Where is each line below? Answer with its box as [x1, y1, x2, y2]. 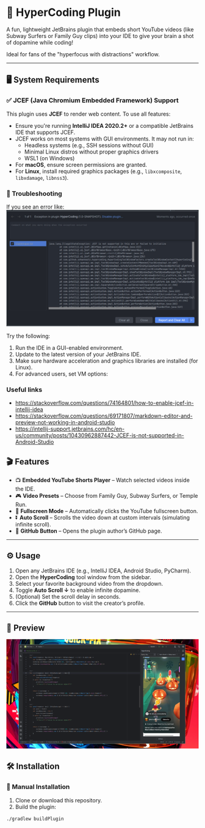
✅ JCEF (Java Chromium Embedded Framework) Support [6, 96, 179, 105]
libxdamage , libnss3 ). [15, 174, 69, 181]
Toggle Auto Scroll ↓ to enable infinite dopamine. [15, 586, 140, 594]
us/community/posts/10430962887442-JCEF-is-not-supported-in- [15, 431, 184, 439]
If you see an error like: [6, 203, 65, 210]
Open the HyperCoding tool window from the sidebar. [15, 573, 151, 580]
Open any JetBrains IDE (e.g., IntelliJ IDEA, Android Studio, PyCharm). [15, 567, 191, 574]
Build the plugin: [15, 803, 57, 810]
